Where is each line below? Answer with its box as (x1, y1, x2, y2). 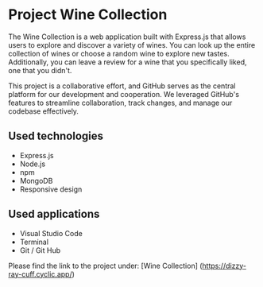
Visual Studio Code (19, 228, 83, 238)
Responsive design (19, 184, 83, 194)
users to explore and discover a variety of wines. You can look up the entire (8, 40, 256, 49)
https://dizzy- (202, 261, 247, 270)
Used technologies (8, 130, 104, 143)
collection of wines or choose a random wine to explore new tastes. (8, 48, 230, 58)
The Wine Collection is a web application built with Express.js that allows (8, 32, 246, 41)
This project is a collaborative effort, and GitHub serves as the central (8, 81, 236, 91)
